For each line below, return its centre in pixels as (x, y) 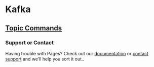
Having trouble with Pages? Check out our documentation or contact (77, 53)
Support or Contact (30, 43)
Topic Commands (34, 28)
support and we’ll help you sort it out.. (45, 59)
